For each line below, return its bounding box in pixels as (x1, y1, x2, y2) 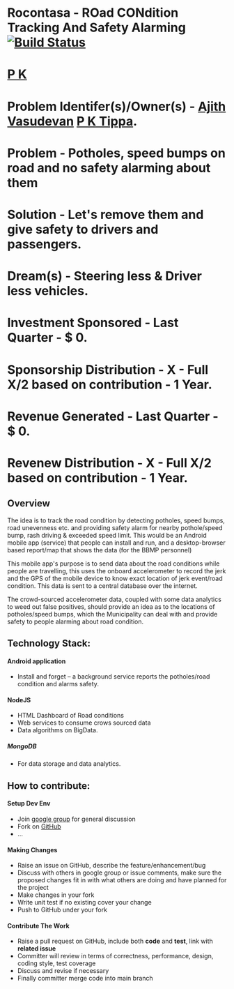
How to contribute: (7, 780, 91, 792)
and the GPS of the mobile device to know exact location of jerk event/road (7, 574, 223, 582)
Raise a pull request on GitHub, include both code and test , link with (17, 937, 214, 946)
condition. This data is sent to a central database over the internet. (7, 581, 198, 590)
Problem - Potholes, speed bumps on (7, 145, 226, 161)
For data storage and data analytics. (17, 760, 121, 768)
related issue (17, 944, 56, 953)
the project (17, 884, 49, 892)
